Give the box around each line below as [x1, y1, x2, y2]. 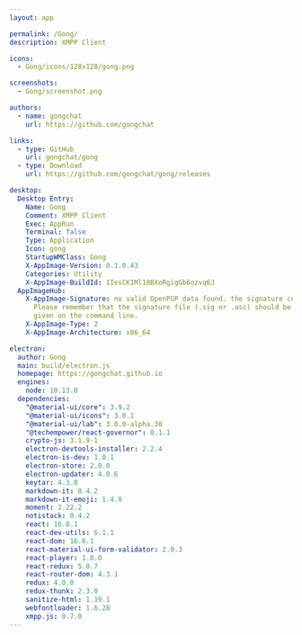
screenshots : [9, 78, 58, 88]
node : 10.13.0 [25, 386, 78, 396]
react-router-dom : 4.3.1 [25, 570, 119, 579]
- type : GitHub [17, 145, 75, 154]
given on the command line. [32, 311, 139, 320]
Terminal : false [25, 228, 87, 237]
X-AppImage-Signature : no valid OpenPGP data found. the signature [25, 294, 283, 304]
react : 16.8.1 [25, 520, 78, 529]
